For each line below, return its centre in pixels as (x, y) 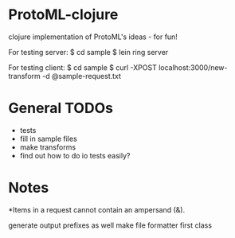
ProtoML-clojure (63, 15)
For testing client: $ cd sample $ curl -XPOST (82, 67)
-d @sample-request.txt (82, 76)
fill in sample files (48, 139)
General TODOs (61, 108)
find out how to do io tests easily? (75, 155)
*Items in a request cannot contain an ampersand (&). (97, 209)
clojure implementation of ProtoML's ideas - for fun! (93, 37)
